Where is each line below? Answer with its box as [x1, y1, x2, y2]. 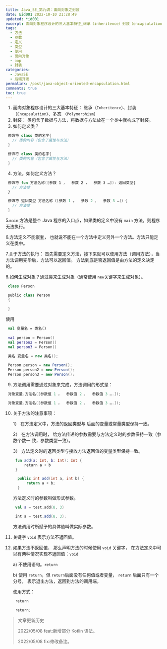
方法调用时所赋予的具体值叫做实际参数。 [12, 523, 96, 529]
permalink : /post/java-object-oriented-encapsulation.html [5, 81, 130, 86]
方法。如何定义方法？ [12, 170, 56, 176]
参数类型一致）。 [40, 437, 73, 443]
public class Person [7, 293, 51, 298]
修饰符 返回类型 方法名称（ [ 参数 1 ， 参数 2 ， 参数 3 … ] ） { [7, 198, 128, 204]
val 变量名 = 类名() [7, 326, 47, 331]
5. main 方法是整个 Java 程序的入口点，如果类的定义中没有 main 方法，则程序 [5, 217, 161, 223]
